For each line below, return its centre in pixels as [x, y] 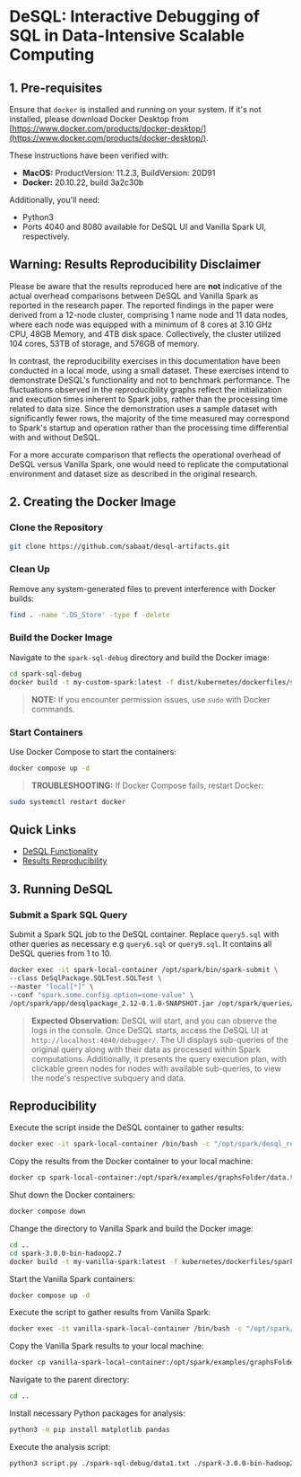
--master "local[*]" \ [52, 986]
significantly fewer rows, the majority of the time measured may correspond [149, 418]
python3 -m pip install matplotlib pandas [90, 1430]
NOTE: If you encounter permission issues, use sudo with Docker [150, 699]
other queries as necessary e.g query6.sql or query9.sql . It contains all [141, 944]
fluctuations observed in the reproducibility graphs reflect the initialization [146, 389]
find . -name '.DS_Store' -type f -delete [90, 615]
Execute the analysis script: [60, 1446]
